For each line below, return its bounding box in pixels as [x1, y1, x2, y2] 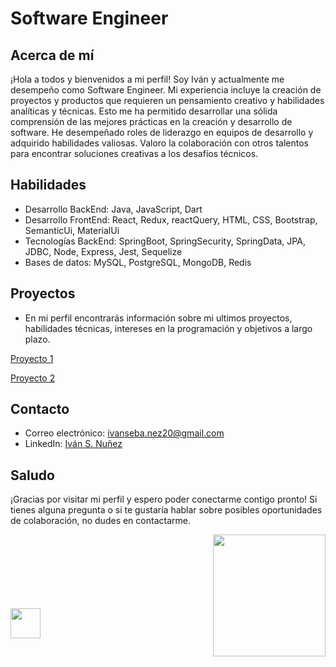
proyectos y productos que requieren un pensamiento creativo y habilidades [10, 95, 325, 106]
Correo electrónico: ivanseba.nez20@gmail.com [24, 427, 225, 439]
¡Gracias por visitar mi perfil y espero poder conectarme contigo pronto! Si [10, 493, 318, 506]
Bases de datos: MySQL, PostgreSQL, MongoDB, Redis [24, 256, 252, 268]
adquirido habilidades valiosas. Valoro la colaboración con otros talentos [10, 137, 309, 149]
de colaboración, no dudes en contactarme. [10, 515, 191, 527]
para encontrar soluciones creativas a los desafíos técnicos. [10, 148, 259, 159]
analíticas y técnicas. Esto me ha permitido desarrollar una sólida [10, 105, 278, 117]
